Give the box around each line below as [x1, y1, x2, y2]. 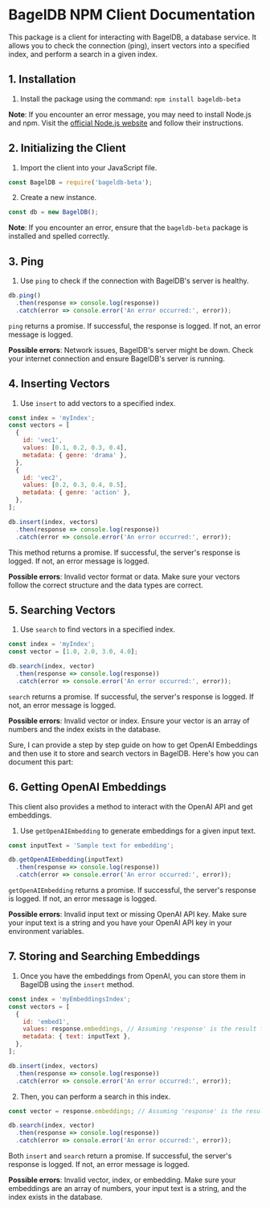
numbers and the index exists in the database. [8, 724, 162, 734]
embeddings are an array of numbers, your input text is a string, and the [8, 1184, 247, 1193]
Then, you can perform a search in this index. [19, 1091, 171, 1101]
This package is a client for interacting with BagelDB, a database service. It [8, 32, 257, 42]
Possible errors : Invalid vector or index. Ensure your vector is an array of [8, 715, 250, 725]
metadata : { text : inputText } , [22, 1033, 131, 1041]
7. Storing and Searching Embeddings [8, 950, 201, 964]
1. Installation [8, 72, 76, 86]
